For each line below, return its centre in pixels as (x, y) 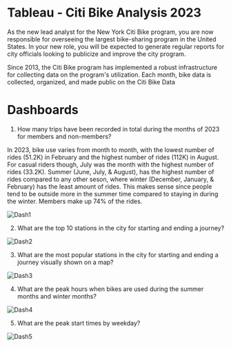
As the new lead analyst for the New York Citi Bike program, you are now (110, 32)
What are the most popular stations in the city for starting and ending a (118, 254)
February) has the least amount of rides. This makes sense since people (110, 186)
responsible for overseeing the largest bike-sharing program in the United (112, 39)
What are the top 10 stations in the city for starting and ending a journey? (121, 228)
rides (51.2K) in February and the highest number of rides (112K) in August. (113, 157)
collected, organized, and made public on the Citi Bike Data (91, 82)
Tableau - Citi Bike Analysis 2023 (104, 13)
